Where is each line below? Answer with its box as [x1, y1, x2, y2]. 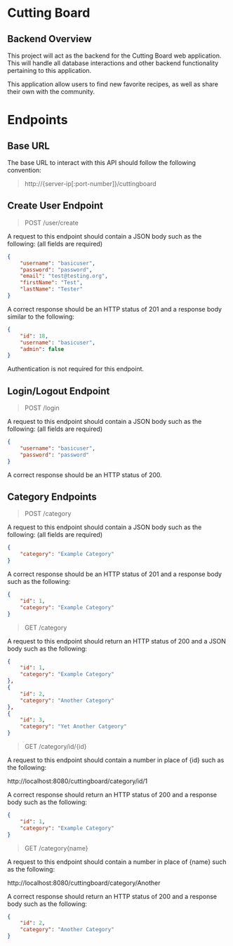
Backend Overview [7, 33, 93, 45]
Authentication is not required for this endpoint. [7, 365, 145, 373]
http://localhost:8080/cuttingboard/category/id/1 [7, 777, 148, 785]
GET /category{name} [24, 844, 88, 852]
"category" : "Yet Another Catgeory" [20, 723, 128, 731]
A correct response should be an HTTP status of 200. [7, 470, 163, 479]
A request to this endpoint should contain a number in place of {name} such [7, 858, 227, 866]
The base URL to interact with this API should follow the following [7, 159, 197, 166]
